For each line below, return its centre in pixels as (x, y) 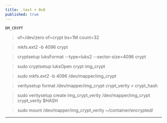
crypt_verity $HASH (38, 101)
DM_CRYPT (14, 28)
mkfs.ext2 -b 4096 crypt (42, 47)
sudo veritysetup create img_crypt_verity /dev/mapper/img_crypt (83, 95)
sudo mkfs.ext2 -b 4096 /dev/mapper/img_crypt (67, 76)
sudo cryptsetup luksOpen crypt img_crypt (61, 66)
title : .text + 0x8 (25, 10)
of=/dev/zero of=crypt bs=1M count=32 (58, 37)
